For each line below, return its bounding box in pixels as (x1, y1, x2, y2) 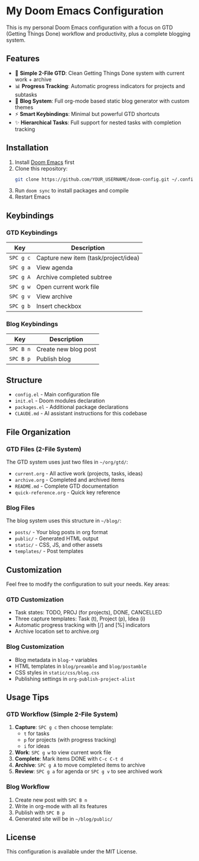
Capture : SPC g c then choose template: (14, 724, 113, 731)
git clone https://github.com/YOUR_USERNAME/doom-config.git (14, 176, 170, 182)
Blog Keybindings (6, 320, 58, 328)
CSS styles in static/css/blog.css (14, 668, 100, 676)
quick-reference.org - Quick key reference (14, 488, 121, 496)
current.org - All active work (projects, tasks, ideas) (14, 469, 143, 477)
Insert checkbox (36, 302, 82, 310)
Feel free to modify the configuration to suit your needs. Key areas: (6, 581, 170, 588)
